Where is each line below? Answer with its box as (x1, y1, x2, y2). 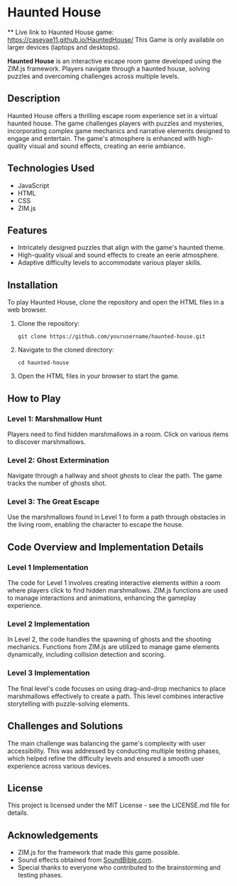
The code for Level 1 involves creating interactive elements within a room (7, 579, 221, 587)
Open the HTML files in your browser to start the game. (17, 371, 180, 381)
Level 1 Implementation (7, 562, 89, 572)
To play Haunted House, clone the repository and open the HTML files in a (7, 298, 225, 307)
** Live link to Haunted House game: (7, 28, 114, 36)
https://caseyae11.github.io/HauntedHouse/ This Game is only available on (7, 35, 224, 43)
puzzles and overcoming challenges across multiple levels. (7, 72, 180, 80)
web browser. (7, 305, 48, 314)
